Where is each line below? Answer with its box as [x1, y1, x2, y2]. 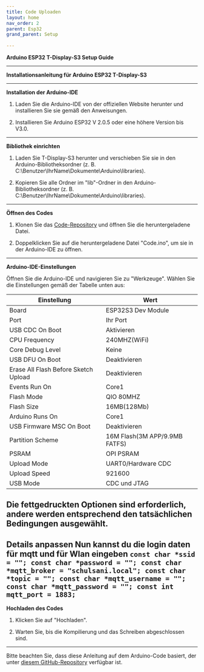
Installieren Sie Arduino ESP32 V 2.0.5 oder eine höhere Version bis [15, 119, 184, 126]
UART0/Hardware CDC [106, 460, 172, 467]
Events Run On [9, 383, 52, 391]
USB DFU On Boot [9, 356, 61, 364]
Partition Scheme [9, 436, 59, 444]
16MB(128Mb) [106, 402, 149, 410]
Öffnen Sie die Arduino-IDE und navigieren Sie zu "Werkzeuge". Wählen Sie [6, 275, 195, 282]
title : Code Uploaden [6, 8, 61, 15]
